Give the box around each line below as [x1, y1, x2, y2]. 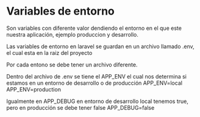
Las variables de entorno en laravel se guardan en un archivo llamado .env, [6, 43, 195, 50]
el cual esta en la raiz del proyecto [6, 49, 93, 56]
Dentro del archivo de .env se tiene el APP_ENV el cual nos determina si [6, 73, 187, 80]
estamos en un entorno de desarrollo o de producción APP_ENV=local [6, 79, 183, 87]
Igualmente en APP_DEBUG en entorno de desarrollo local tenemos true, [6, 97, 189, 105]
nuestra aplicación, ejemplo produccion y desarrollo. [6, 30, 139, 38]
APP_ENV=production [6, 85, 61, 93]
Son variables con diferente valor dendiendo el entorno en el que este [6, 24, 182, 32]
